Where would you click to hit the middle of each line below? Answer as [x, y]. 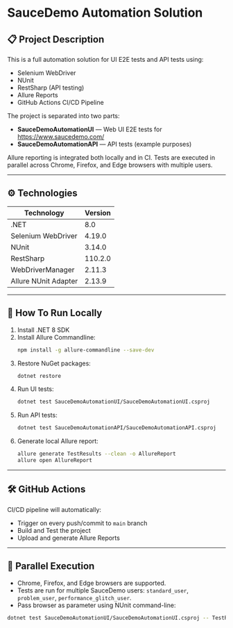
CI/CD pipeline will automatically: [54, 509]
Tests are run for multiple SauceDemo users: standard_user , [103, 590]
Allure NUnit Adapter [44, 281]
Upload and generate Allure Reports [68, 538]
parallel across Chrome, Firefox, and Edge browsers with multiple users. [110, 165]
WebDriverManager [43, 270]
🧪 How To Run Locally [55, 313]
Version [97, 213]
